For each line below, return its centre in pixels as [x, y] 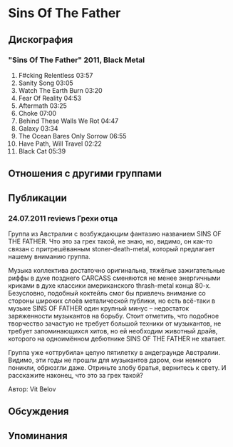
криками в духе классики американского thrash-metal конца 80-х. [109, 285]
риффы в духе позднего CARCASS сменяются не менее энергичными [114, 278]
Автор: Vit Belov [32, 389]
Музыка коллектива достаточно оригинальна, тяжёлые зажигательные [116, 270]
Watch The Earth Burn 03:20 [60, 90]
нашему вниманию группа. [50, 256]
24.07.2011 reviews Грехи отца [63, 218]
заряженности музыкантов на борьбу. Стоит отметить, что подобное [114, 316]
